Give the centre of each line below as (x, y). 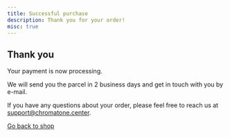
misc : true (23, 26)
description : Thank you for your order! (67, 20)
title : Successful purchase (48, 13)
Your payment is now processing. (55, 71)
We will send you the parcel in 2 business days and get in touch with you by (115, 84)
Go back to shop (31, 126)
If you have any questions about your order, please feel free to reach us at (113, 105)
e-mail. (17, 92)
